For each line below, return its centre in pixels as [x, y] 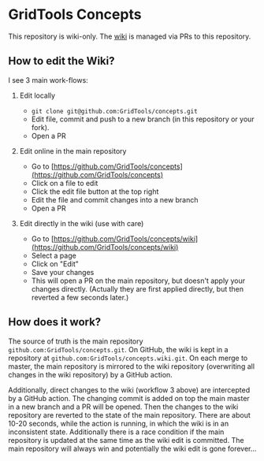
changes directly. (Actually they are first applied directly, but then [138, 288]
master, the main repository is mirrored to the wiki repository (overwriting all [131, 366]
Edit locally [37, 95]
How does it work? [55, 322]
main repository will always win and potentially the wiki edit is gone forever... [132, 448]
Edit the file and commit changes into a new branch [115, 199]
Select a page [54, 255]
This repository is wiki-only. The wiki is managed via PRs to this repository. [130, 36]
